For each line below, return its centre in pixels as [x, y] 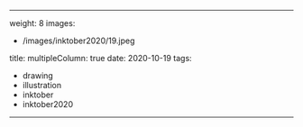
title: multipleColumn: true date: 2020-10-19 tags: [101, 58]
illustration [41, 85]
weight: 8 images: [42, 23]
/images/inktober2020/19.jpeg [78, 41]
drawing [38, 76]
